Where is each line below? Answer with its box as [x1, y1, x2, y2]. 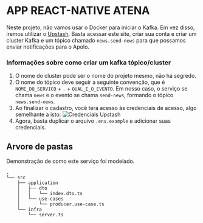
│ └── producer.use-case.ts [17, 201, 105, 207]
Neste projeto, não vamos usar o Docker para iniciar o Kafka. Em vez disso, [6, 24, 195, 31]
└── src [6, 174, 26, 181]
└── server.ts [28, 212, 64, 218]
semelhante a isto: [15, 111, 61, 118]
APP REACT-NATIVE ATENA [6, 4, 150, 18]
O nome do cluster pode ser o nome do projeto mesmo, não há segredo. [15, 72, 196, 80]
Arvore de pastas [6, 141, 74, 152]
